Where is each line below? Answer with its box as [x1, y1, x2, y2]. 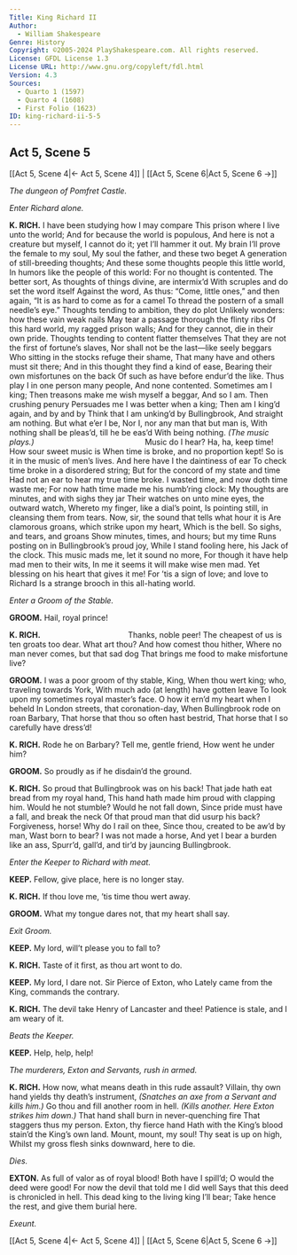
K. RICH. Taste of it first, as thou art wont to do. [9, 960, 183, 970]
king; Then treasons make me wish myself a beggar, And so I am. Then [9, 389, 269, 400]
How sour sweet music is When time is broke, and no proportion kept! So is [9, 445, 284, 457]
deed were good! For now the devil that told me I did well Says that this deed [9, 1181, 289, 1193]
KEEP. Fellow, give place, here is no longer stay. [9, 874, 184, 884]
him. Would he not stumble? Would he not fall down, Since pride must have [9, 802, 283, 812]
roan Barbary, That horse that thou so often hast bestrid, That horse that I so [9, 712, 288, 723]
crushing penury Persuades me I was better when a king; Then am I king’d [9, 398, 281, 409]
